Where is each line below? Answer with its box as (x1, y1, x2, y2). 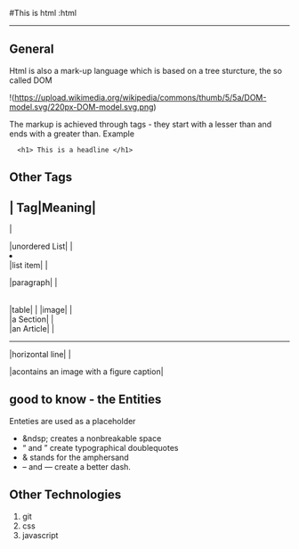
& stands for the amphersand (21, 452, 129, 463)
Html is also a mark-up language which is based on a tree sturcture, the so (9, 65, 283, 76)
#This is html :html (9, 8, 77, 18)
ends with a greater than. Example (9, 128, 135, 139)
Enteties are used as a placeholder (9, 415, 136, 426)
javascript (21, 529, 59, 540)
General (9, 42, 55, 57)
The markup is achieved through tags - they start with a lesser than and (9, 119, 272, 129)
